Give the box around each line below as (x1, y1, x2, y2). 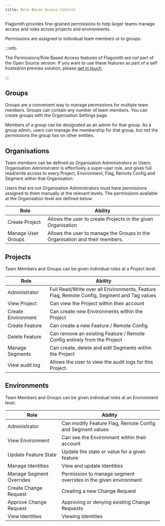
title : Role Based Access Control (5, 7, 76, 12)
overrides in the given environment (61, 476, 142, 483)
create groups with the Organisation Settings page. (5, 112, 109, 118)
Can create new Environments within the (50, 308, 143, 315)
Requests (61, 505, 83, 512)
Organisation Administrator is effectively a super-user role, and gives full (5, 165, 152, 171)
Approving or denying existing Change (61, 498, 151, 505)
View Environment (7, 437, 50, 444)
